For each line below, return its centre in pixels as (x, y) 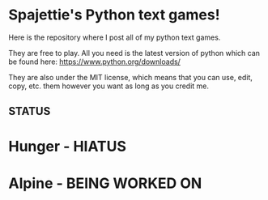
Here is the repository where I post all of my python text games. (115, 37)
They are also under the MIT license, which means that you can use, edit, (131, 77)
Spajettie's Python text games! (114, 15)
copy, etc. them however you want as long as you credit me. (108, 86)
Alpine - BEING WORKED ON (105, 183)
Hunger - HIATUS (68, 146)
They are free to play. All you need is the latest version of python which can (134, 53)
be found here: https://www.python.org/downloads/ (94, 62)
